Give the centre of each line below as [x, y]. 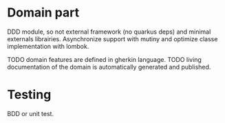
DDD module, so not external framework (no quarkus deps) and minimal [109, 32]
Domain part [43, 13]
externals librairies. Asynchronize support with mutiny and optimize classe [112, 38]
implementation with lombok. [48, 46]
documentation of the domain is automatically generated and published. [109, 67]
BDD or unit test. [30, 113]
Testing [29, 95]
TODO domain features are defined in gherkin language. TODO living [104, 59]
